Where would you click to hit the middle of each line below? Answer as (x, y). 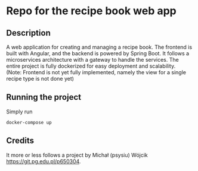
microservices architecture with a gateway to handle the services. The (92, 60)
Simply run (19, 112)
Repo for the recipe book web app (92, 11)
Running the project (44, 97)
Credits (20, 141)
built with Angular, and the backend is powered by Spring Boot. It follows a (98, 53)
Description (28, 33)
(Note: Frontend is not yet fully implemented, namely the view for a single (96, 72)
